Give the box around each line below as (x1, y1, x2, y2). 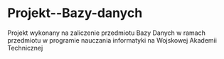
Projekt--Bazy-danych (7, 5, 143, 21)
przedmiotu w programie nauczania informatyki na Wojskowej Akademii (7, 36, 217, 44)
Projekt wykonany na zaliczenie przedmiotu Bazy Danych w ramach (7, 28, 206, 37)
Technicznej (7, 43, 43, 52)
